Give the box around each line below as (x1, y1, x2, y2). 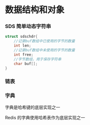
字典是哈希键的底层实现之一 (5, 104, 60, 110)
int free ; (14, 52, 34, 57)
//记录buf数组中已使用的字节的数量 (14, 39, 75, 44)
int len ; (14, 43, 31, 48)
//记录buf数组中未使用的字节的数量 (14, 48, 75, 53)
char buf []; (14, 61, 38, 66)
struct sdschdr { (5, 34, 38, 39)
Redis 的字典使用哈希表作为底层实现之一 (5, 114, 86, 120)
